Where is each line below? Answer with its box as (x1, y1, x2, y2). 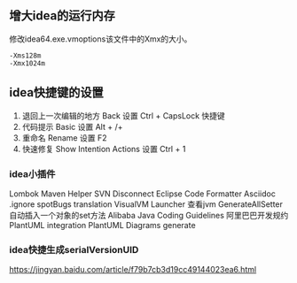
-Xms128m (9, 51, 42, 60)
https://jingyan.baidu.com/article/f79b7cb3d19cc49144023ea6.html (9, 264, 257, 275)
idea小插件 (9, 167, 56, 180)
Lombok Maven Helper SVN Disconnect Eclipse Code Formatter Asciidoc (9, 188, 277, 199)
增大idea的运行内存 (9, 8, 115, 24)
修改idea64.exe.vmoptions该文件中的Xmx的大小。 (9, 34, 192, 44)
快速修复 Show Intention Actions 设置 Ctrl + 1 (21, 143, 186, 154)
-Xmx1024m (9, 58, 46, 68)
